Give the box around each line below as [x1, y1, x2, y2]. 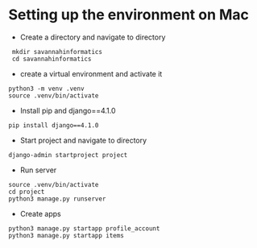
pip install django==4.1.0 [8, 121, 99, 130]
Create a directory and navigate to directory [19, 32, 166, 42]
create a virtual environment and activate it [19, 68, 163, 78]
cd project [8, 188, 45, 196]
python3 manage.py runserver [8, 195, 106, 203]
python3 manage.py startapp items [8, 231, 125, 239]
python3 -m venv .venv [8, 85, 85, 93]
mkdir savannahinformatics [11, 48, 103, 56]
